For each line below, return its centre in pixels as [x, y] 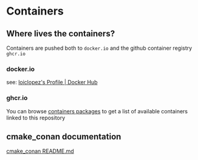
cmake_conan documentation [64, 137]
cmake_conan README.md [40, 151]
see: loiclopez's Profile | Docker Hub [52, 82]
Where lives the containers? [61, 34]
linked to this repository [36, 118]
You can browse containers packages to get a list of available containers [97, 111]
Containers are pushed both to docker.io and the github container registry [99, 48]
